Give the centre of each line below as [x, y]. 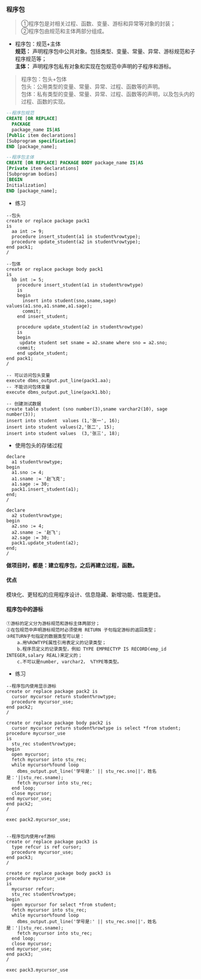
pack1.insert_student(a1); [45, 489]
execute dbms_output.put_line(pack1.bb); [59, 392]
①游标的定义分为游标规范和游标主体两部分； [53, 623]
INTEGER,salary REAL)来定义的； [44, 655]
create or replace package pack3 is [52, 842]
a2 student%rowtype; [37, 515]
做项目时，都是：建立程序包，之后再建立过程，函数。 [72, 565]
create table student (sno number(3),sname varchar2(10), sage [87, 409]
